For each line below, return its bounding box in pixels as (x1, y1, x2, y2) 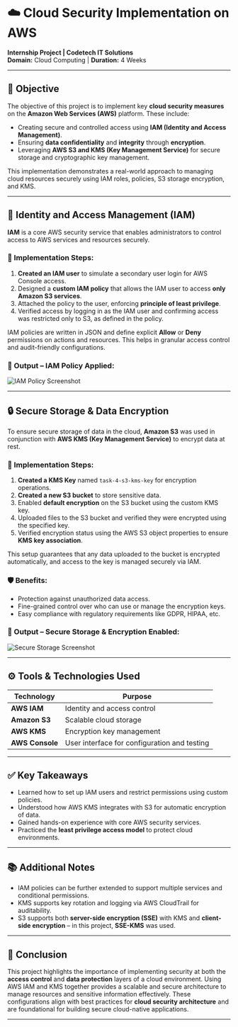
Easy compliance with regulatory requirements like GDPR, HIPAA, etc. (17, 609, 221, 618)
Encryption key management (64, 726, 161, 736)
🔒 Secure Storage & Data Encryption (7, 404, 169, 417)
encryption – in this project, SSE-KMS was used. (31, 921, 176, 930)
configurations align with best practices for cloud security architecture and (7, 997, 229, 1006)
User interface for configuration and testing (64, 737, 210, 747)
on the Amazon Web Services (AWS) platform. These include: (7, 109, 190, 118)
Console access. (17, 276, 67, 285)
